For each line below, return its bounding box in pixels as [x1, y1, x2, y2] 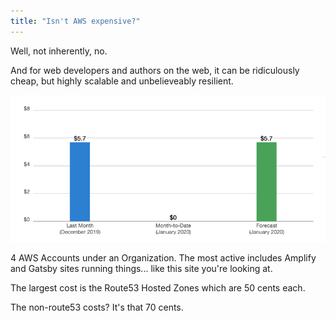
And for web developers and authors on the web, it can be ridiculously [10, 64, 300, 76]
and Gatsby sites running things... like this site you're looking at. [10, 263, 273, 275]
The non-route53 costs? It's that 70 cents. [10, 301, 184, 314]
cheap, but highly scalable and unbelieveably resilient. [10, 75, 234, 87]
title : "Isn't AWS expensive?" [10, 16, 141, 26]
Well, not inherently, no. [10, 45, 108, 57]
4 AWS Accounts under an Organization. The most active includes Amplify [10, 252, 317, 264]
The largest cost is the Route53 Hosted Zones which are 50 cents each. [10, 282, 306, 294]
